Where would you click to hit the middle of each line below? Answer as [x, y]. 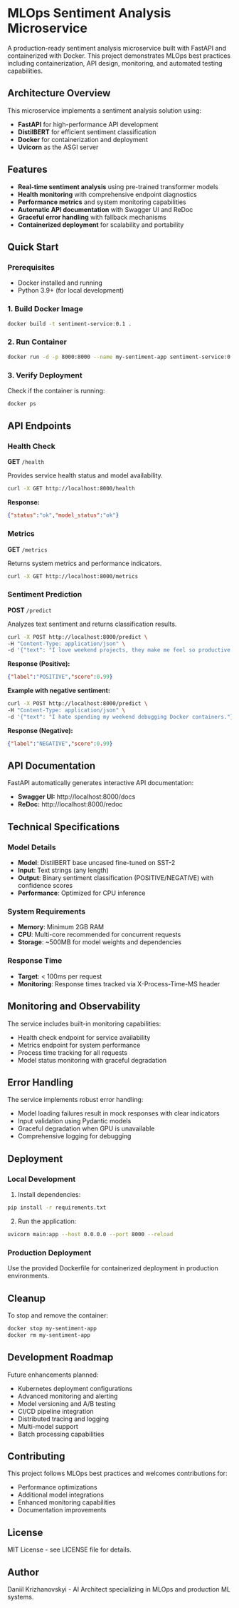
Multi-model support [48, 1426]
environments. [28, 1276]
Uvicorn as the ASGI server [58, 147]
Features [27, 170]
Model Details [32, 847]
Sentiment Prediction [45, 595]
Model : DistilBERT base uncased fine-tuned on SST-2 [96, 863]
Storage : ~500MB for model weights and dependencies [100, 942]
